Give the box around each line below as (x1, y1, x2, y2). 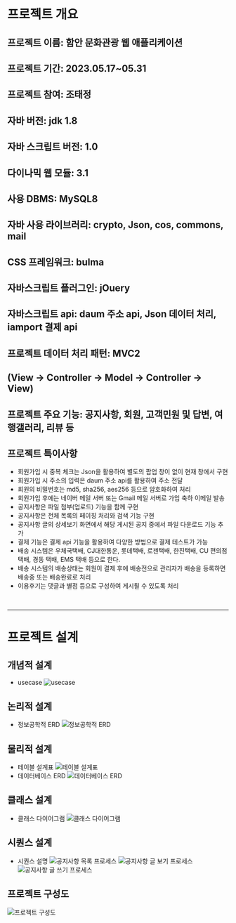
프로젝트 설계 (7, 629, 79, 645)
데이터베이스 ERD (17, 772, 66, 780)
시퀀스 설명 (17, 856, 48, 865)
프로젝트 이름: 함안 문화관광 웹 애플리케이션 (7, 37, 183, 48)
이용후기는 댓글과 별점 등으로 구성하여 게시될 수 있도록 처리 (17, 582, 179, 590)
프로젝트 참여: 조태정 (7, 89, 91, 100)
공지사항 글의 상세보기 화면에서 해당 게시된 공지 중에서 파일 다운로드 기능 (17, 521, 216, 529)
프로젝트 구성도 (7, 888, 70, 900)
